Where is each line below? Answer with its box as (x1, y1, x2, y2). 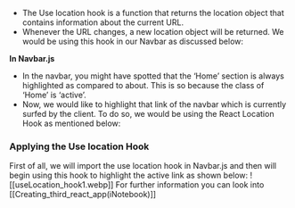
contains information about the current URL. (21, 17, 184, 28)
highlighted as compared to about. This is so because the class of (21, 80, 265, 90)
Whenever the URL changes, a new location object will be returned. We (21, 27, 284, 37)
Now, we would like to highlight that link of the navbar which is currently (21, 99, 287, 110)
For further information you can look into (115, 179, 265, 190)
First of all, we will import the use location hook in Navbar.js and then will (9, 161, 277, 171)
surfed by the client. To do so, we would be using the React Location (21, 109, 275, 119)
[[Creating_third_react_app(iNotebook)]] (9, 189, 157, 200)
